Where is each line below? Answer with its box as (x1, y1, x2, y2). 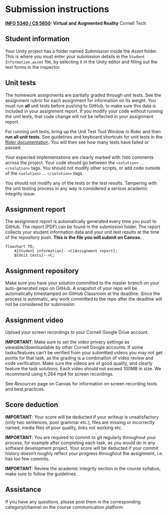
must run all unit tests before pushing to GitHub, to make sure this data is (5, 102, 156, 109)
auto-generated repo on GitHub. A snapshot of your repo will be (5, 285, 137, 291)
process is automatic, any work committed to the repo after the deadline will (5, 296, 162, 302)
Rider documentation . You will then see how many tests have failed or (5, 139, 149, 145)
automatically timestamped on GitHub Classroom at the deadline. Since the (5, 290, 160, 297)
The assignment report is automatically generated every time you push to (5, 219, 157, 225)
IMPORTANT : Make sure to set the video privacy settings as (5, 339, 129, 345)
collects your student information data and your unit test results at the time (5, 229, 159, 235)
